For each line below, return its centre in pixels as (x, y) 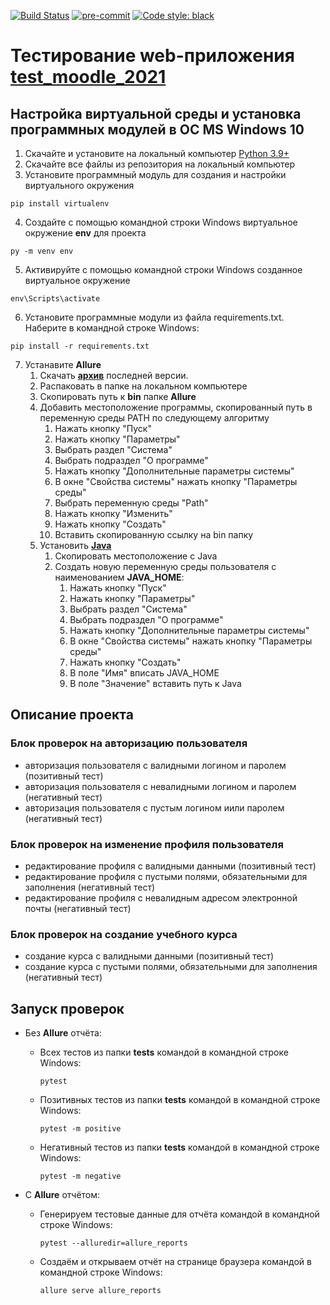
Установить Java (75, 545)
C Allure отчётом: (62, 1195)
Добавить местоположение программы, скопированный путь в (176, 407)
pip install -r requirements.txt (80, 346)
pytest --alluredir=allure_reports (113, 1243)
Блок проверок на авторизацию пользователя (129, 743)
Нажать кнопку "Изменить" (113, 513)
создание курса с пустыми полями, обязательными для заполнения (171, 967)
